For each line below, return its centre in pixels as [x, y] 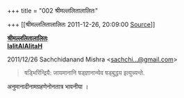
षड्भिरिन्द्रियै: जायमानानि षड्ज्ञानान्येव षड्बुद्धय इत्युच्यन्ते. [84, 73]
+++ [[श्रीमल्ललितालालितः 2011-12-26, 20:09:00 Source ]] [81, 24]
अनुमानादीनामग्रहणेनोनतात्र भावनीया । [48, 87]
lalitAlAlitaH [25, 46]
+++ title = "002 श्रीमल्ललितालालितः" [53, 11]
